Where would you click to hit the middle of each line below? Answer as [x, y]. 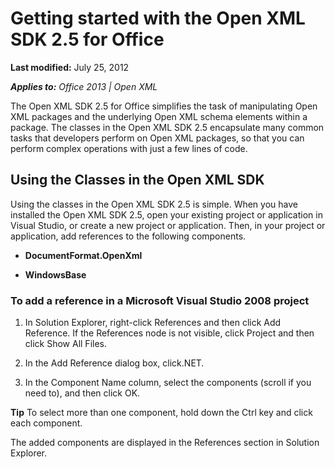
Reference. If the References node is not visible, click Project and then [169, 333]
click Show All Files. [66, 344]
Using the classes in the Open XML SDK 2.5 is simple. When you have [154, 204]
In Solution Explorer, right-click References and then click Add [153, 323]
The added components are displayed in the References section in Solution [165, 443]
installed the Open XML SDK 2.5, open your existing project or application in [166, 214]
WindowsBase [55, 274]
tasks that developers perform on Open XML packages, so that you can [157, 138]
